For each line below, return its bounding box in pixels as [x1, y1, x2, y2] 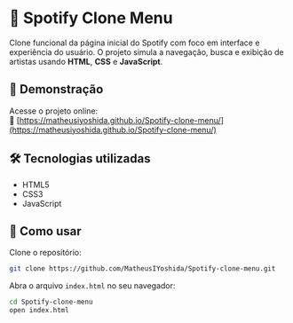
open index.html [9, 306, 69, 315]
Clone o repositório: [9, 248, 82, 258]
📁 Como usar [9, 224, 82, 239]
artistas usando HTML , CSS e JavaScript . [9, 56, 163, 67]
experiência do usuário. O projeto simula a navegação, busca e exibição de [9, 46, 284, 57]
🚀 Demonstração [9, 82, 104, 97]
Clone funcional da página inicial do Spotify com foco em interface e [9, 37, 260, 48]
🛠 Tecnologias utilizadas [9, 151, 151, 167]
